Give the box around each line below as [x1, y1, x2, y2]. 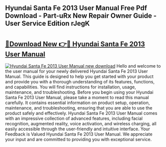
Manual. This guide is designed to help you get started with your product [5, 73, 154, 79]
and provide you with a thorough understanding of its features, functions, [5, 79, 155, 84]
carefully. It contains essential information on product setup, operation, [5, 100, 150, 106]
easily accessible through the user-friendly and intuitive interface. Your [5, 126, 150, 132]
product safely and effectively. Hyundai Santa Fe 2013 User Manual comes [5, 110, 158, 116]
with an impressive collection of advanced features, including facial [5, 115, 143, 121]
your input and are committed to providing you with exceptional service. [5, 137, 152, 142]
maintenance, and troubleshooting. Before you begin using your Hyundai [5, 89, 154, 95]
